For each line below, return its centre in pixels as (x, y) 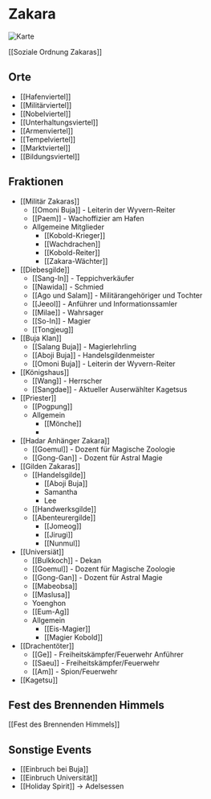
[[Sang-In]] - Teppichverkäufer (83, 278)
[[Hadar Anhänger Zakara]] (65, 440)
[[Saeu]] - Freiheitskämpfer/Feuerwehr (96, 663)
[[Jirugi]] (59, 534)
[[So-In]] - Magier (61, 321)
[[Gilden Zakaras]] (50, 466)
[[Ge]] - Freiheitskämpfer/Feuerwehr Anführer (108, 654)
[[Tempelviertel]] (48, 139)
